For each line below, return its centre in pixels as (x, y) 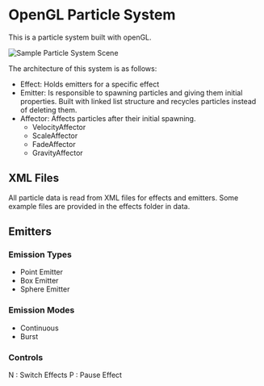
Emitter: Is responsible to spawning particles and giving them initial (131, 92)
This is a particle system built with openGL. (80, 37)
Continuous (39, 328)
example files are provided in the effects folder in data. (99, 206)
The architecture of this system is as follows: (83, 68)
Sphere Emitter (45, 289)
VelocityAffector (59, 127)
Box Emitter (39, 281)
